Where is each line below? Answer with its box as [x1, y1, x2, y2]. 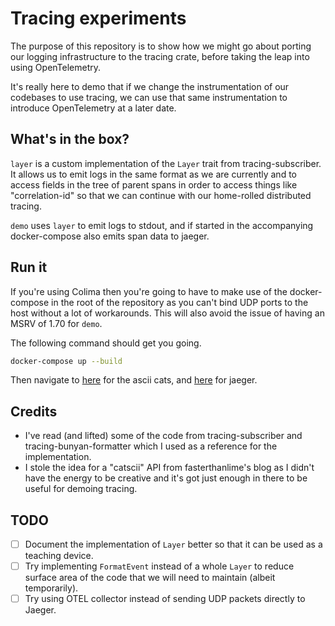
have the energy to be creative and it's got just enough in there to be [24, 472, 308, 484]
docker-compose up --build [10, 356, 123, 366]
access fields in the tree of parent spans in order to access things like [10, 178, 298, 191]
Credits [10, 403, 58, 420]
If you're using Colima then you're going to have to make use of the [10, 285, 288, 297]
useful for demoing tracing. [24, 483, 138, 495]
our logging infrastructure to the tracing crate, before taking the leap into [10, 50, 310, 62]
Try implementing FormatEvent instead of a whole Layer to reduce [24, 560, 295, 572]
